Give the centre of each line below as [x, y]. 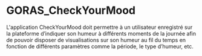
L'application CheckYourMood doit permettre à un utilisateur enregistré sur [99, 27]
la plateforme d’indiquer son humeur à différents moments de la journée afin [101, 33]
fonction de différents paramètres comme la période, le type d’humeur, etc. [100, 46]
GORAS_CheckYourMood [71, 11]
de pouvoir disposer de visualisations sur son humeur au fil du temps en [96, 40]
